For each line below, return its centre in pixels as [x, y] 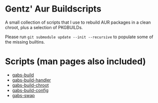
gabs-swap [23, 95]
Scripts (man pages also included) [76, 62]
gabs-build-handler [32, 80]
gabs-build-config [30, 90]
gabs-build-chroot [30, 85]
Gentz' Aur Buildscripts [53, 9]
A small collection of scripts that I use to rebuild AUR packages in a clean [78, 22]
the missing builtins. [25, 42]
